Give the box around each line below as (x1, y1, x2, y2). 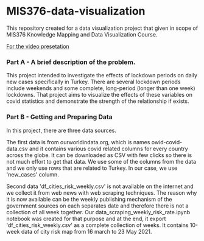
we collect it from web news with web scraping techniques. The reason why (6, 189, 197, 196)
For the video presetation (6, 43, 70, 50)
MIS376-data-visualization (6, 4, 146, 18)
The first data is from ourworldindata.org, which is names (6, 138, 150, 145)
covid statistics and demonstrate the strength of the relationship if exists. (6, 97, 189, 105)
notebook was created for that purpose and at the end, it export (6, 215, 166, 222)
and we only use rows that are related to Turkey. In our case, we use (6, 164, 178, 172)
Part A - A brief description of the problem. (6, 58, 136, 66)
